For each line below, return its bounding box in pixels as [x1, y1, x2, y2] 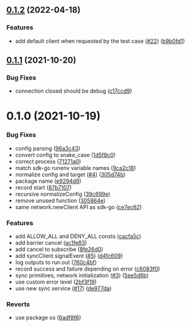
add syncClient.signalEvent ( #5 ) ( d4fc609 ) [15, 252, 124, 260]
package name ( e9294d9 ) [15, 177, 81, 185]
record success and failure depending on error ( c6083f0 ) [15, 265, 160, 272]
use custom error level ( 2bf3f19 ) [15, 279, 97, 286]
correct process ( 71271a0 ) [15, 158, 81, 165]
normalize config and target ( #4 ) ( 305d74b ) [15, 171, 125, 178]
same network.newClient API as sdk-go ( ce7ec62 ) [15, 203, 142, 210]
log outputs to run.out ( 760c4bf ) [15, 259, 97, 266]
